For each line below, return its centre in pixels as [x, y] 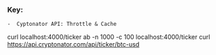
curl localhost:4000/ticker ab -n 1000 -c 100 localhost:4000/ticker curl [109, 37]
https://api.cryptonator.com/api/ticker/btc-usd [74, 45]
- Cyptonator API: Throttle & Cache [62, 24]
